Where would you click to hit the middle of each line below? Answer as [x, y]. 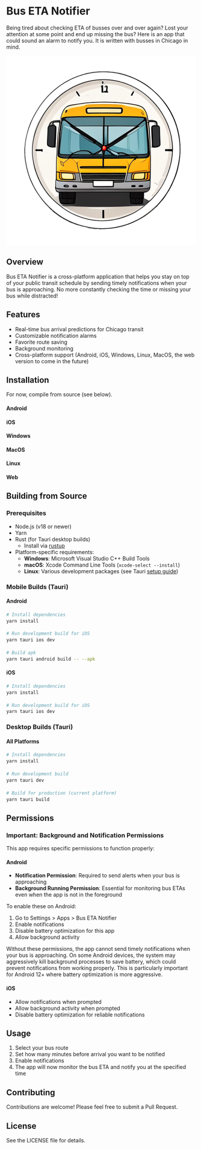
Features [23, 315]
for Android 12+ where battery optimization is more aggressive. [85, 974]
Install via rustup [44, 546]
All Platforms [23, 741]
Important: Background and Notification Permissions [85, 835]
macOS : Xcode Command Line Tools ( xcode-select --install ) [102, 565]
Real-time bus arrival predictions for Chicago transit [79, 329]
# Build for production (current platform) [62, 793]
